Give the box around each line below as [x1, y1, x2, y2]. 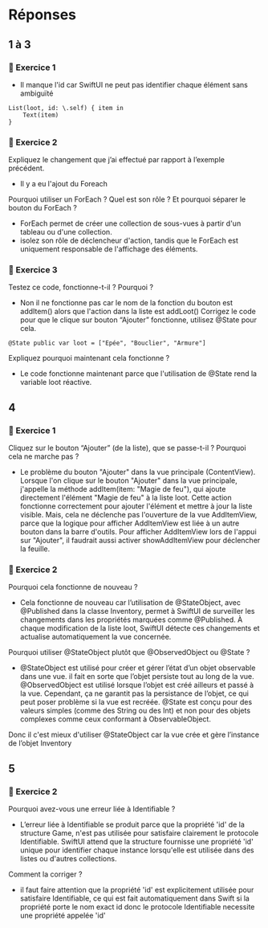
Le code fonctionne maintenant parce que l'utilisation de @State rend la [19, 369, 258, 378]
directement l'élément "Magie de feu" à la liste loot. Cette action [19, 493, 232, 503]
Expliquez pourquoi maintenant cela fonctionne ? [8, 354, 170, 363]
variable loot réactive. [19, 378, 92, 387]
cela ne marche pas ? [8, 452, 79, 461]
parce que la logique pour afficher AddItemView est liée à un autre [19, 518, 240, 528]
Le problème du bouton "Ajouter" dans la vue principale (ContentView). [19, 468, 256, 477]
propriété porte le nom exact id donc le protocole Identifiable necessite [19, 902, 255, 912]
